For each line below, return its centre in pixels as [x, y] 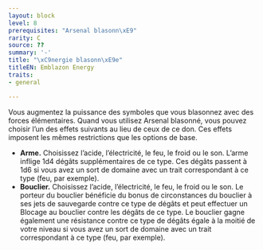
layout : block [32, 16]
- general [25, 82]
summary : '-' [30, 53]
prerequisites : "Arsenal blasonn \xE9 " [73, 30]
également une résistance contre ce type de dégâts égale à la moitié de [137, 221]
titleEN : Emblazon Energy [51, 68]
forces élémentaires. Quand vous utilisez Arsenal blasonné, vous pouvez [128, 120]
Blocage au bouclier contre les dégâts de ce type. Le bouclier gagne [132, 212]
